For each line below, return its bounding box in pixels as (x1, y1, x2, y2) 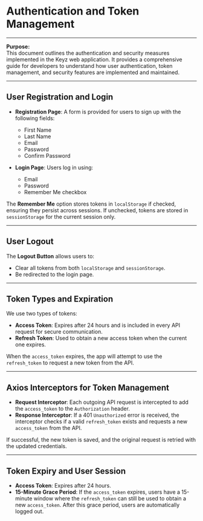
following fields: (14, 114, 55, 122)
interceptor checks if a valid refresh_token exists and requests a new (14, 418, 188, 425)
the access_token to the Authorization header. (14, 405, 130, 412)
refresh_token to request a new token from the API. (6, 359, 135, 366)
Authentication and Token (6, 4, 140, 18)
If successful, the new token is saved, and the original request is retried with (6, 436, 196, 443)
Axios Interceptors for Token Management (6, 382, 169, 392)
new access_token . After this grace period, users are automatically (14, 502, 180, 508)
